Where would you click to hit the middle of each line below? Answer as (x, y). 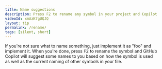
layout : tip (17, 23)
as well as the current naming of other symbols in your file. (64, 61)
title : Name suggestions (30, 9)
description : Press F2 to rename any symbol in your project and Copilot (81, 14)
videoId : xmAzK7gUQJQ (27, 18)
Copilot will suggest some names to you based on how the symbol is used (79, 56)
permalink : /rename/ (26, 28)
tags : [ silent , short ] (28, 32)
